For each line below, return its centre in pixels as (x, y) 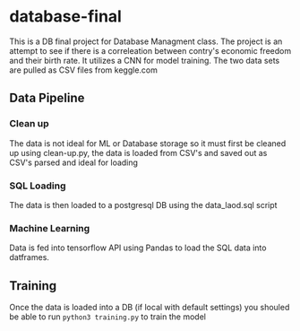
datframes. (29, 257)
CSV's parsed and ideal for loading (74, 162)
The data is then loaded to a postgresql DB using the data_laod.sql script (143, 205)
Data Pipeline (47, 98)
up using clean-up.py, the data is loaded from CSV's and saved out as (138, 152)
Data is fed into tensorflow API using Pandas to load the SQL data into (138, 248)
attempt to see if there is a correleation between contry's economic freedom (150, 50)
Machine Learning (50, 228)
